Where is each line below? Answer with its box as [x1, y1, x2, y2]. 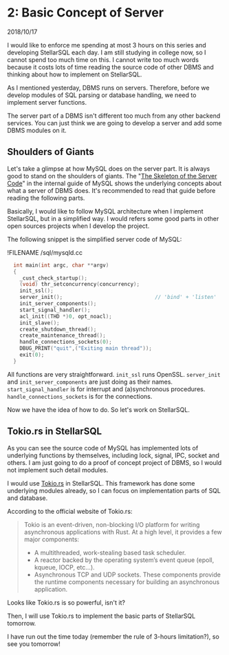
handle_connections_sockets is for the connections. [7, 392, 153, 400]
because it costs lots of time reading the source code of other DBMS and [7, 63, 215, 71]
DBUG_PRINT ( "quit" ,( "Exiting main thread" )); [19, 345, 153, 352]
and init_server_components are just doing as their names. [7, 377, 173, 386]
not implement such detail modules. [7, 466, 109, 474]
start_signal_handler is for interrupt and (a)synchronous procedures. [7, 384, 206, 393]
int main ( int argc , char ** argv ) [13, 262, 109, 269]
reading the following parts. [7, 194, 85, 202]
